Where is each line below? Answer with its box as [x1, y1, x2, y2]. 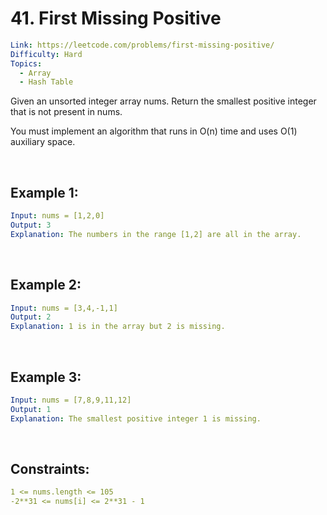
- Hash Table [19, 77, 74, 87]
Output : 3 [10, 220, 52, 230]
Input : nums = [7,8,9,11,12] [10, 395, 132, 405]
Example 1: [10, 184, 79, 201]
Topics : [10, 58, 43, 69]
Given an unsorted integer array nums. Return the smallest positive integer [10, 95, 317, 107]
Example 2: [10, 277, 82, 294]
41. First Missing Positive [10, 7, 222, 30]
